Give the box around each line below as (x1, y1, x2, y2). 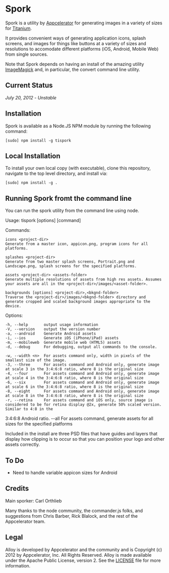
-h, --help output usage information (5, 323, 99, 328)
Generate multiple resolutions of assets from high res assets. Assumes (5, 277, 162, 282)
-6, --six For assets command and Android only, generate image (5, 380, 159, 385)
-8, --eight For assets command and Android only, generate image (5, 389, 159, 394)
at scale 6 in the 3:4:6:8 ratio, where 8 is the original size (5, 384, 144, 389)
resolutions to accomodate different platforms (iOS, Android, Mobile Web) (5, 46, 159, 52)
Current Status (5, 81, 53, 90)
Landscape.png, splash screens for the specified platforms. (5, 264, 137, 269)
